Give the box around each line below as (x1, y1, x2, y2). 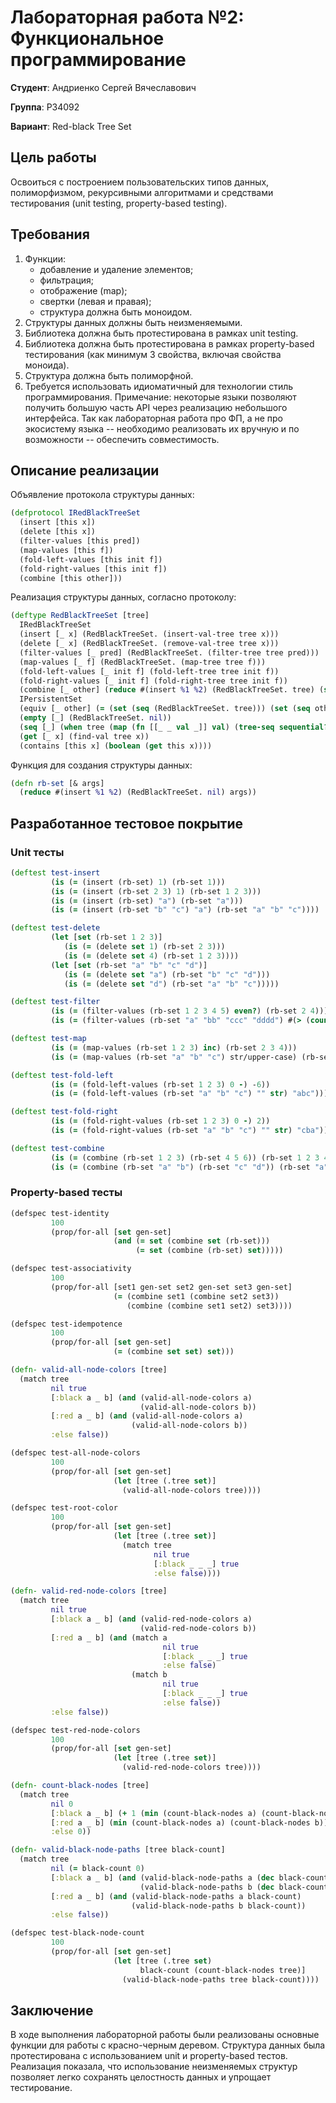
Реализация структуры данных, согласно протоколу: (10, 591, 237, 603)
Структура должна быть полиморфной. (24, 369, 194, 381)
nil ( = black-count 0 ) (50, 1864, 145, 1874)
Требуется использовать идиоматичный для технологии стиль (24, 380, 294, 392)
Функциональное (10, 27, 165, 50)
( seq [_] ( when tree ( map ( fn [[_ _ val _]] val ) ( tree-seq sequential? (19, 722, 329, 732)
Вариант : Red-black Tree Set (10, 120, 132, 132)
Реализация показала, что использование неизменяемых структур (10, 2061, 298, 2073)
